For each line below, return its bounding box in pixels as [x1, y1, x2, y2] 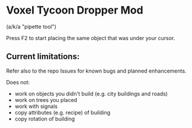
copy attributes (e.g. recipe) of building [14, 109, 111, 116]
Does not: [6, 78, 30, 86]
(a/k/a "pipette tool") [6, 23, 57, 30]
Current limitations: [6, 51, 80, 62]
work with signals [14, 103, 58, 110]
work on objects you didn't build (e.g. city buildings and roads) [14, 90, 168, 97]
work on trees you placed [14, 96, 78, 103]
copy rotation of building [14, 115, 75, 122]
